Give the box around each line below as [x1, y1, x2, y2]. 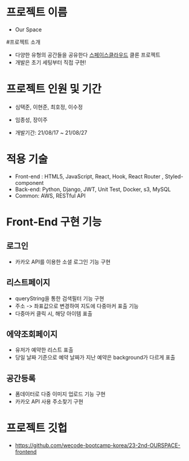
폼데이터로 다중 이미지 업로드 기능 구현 [14, 390, 106, 398]
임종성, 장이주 [14, 116, 48, 123]
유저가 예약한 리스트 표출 [14, 346, 74, 353]
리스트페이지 [6, 277, 50, 288]
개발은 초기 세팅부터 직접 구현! [14, 59, 86, 66]
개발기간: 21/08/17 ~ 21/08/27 [14, 129, 88, 136]
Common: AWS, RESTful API [14, 192, 86, 199]
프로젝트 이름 [6, 5, 68, 19]
